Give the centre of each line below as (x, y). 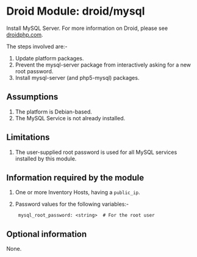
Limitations (28, 138)
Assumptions (32, 97)
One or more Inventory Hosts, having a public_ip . (77, 192)
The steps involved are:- (37, 46)
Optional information (47, 234)
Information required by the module (75, 177)
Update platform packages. (49, 58)
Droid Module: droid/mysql (76, 11)
